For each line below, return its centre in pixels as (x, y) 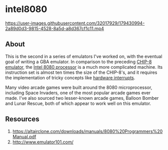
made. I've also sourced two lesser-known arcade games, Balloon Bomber (82, 98)
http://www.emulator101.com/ (43, 142)
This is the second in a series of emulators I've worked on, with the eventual (84, 56)
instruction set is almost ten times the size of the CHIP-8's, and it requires (81, 72)
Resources (22, 119)
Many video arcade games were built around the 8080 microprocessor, (79, 87)
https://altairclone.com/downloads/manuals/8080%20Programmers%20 (88, 131)
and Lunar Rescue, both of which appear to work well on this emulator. (78, 103)
